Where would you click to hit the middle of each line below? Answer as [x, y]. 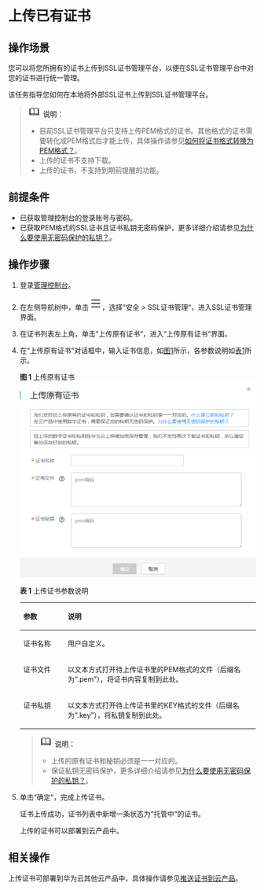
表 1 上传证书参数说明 [54, 590]
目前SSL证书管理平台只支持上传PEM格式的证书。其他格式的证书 [142, 131]
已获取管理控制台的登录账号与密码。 [78, 218]
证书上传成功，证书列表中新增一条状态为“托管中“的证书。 [112, 814]
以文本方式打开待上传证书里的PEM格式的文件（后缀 [151, 669]
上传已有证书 [50, 16]
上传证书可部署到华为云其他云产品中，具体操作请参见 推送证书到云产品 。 [125, 878]
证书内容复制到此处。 [148, 679]
